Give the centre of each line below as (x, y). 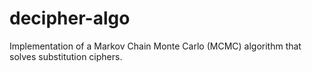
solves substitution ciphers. (66, 56)
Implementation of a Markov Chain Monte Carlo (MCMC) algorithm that (155, 46)
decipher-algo (70, 18)
